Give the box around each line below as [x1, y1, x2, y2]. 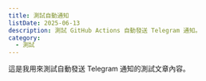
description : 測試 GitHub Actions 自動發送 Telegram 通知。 [8, 26, 202, 34]
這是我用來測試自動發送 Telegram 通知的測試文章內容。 [8, 64, 190, 74]
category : [8, 33, 42, 42]
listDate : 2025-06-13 [8, 19, 81, 27]
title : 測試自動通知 [8, 11, 69, 20]
